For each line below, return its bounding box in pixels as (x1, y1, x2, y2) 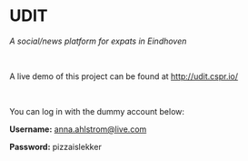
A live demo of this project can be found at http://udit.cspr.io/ (9, 70, 239, 82)
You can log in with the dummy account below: (9, 106, 184, 116)
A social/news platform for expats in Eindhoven (9, 35, 187, 46)
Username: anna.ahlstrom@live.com (9, 124, 147, 135)
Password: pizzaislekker (9, 141, 102, 152)
